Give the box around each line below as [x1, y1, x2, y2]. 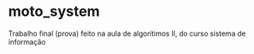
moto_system [8, 2, 100, 21]
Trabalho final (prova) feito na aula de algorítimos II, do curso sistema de [8, 29, 246, 38]
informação [8, 37, 46, 46]
